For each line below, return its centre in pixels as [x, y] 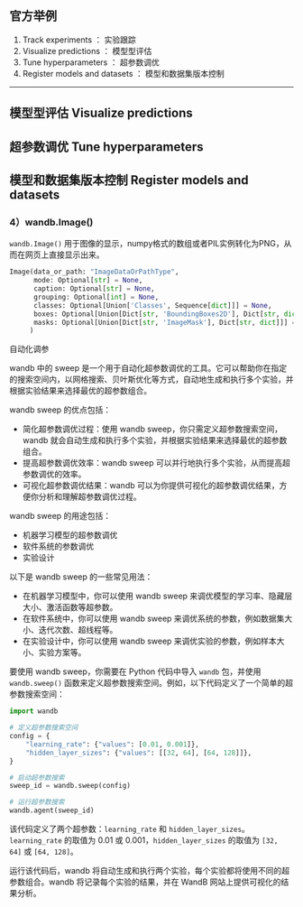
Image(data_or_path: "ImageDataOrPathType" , [94, 272]
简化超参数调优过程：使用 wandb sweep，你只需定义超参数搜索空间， [152, 429]
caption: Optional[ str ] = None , [94, 289]
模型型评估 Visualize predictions [101, 113]
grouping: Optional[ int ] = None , [96, 297]
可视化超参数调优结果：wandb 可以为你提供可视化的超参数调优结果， [151, 486]
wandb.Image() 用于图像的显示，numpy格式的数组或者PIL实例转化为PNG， [147, 244]
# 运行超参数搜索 [37, 802]
